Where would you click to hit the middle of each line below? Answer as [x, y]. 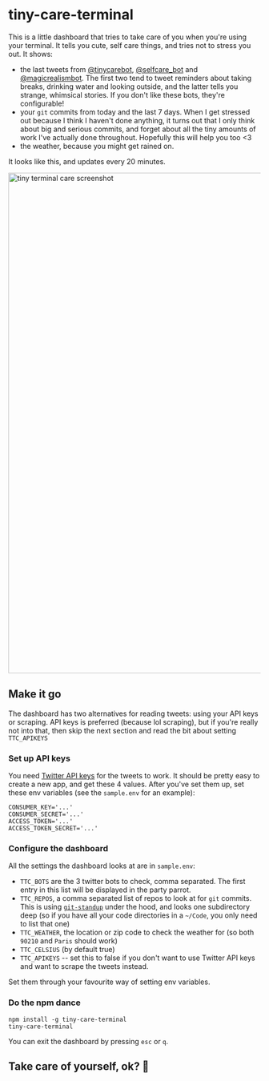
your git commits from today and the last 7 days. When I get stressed [135, 112]
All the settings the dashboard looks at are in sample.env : [102, 866]
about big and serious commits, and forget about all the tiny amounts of [138, 129]
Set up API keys [39, 758]
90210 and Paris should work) [69, 941]
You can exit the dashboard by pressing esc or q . [88, 1041]
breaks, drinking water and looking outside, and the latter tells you [129, 86]
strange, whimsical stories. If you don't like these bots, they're [122, 94]
